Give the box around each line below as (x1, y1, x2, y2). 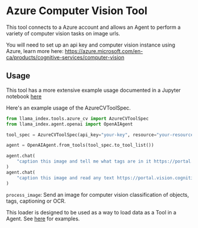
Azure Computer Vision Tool (6, 4, 148, 18)
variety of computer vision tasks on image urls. (6, 29, 121, 37)
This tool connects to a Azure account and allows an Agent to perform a (6, 24, 181, 31)
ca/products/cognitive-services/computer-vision (6, 54, 125, 61)
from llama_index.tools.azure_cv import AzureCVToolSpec (6, 115, 149, 121)
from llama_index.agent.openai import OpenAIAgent (6, 121, 133, 127)
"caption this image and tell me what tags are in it (16, 158, 151, 164)
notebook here (6, 92, 42, 100)
